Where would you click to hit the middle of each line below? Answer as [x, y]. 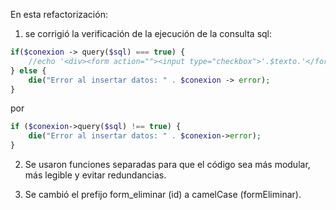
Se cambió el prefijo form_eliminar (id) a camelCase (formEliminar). [163, 194]
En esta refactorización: [59, 14]
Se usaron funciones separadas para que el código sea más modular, [167, 164]
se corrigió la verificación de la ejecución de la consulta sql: [148, 33]
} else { [28, 70]
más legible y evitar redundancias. [95, 175]
